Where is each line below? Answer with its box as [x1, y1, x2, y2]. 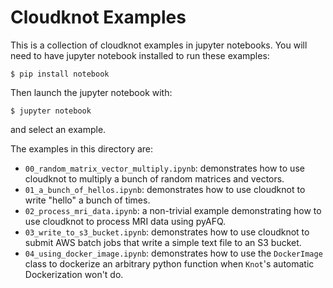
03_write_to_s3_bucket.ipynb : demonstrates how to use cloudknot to [24, 226, 310, 238]
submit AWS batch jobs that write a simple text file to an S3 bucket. [24, 236, 302, 248]
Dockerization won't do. [24, 268, 124, 280]
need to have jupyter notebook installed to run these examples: [10, 49, 270, 61]
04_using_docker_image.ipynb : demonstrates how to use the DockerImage [24, 247, 323, 259]
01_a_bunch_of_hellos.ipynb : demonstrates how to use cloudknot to [24, 183, 306, 195]
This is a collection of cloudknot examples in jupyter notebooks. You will [10, 39, 308, 51]
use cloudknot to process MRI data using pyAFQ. [24, 215, 227, 227]
